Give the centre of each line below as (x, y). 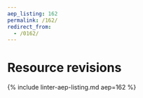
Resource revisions (64, 68)
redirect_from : (29, 27)
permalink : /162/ (33, 20)
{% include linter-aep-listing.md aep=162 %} (72, 87)
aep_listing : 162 (33, 14)
